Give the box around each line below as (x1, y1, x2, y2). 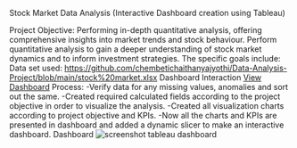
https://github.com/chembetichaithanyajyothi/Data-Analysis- (63, 62, 288, 73)
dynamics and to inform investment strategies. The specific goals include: (9, 53, 281, 63)
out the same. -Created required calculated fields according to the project (9, 91, 281, 102)
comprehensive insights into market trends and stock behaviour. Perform (9, 35, 277, 45)
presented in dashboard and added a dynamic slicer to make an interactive (9, 119, 285, 130)
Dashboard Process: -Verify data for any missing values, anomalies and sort (9, 82, 288, 92)
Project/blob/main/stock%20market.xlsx (9, 72, 158, 83)
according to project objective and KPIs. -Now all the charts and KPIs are (9, 111, 277, 120)
